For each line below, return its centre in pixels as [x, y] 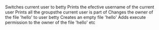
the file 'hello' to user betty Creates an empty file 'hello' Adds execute [75, 17]
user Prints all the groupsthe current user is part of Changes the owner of [79, 12]
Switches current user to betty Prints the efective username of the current [80, 7]
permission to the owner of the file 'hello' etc [50, 22]
